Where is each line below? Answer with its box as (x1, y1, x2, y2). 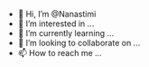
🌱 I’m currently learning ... (17, 28, 115, 38)
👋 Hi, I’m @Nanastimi (17, 9, 97, 19)
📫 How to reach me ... (17, 48, 102, 58)
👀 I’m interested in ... (17, 18, 95, 29)
